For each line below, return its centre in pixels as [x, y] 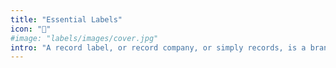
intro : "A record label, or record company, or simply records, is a [158, 47]
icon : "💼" [31, 29]
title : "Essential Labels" [66, 19]
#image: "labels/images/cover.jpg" [84, 38]
